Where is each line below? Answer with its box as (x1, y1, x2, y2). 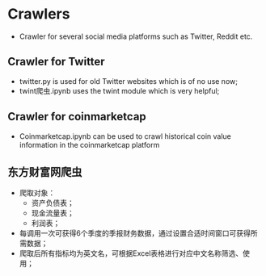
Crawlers (7, 5, 70, 23)
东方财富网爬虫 (7, 165, 82, 178)
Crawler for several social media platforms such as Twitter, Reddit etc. (19, 31, 253, 41)
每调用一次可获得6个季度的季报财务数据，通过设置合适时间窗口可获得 (19, 228, 251, 238)
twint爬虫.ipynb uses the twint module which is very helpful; (19, 86, 220, 95)
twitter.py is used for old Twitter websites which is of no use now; (19, 76, 238, 86)
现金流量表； (31, 208, 74, 218)
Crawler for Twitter (7, 55, 106, 69)
